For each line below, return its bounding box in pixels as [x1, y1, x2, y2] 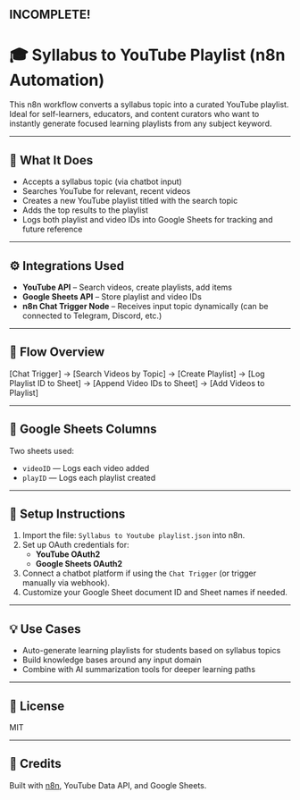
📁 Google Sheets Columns [9, 422, 158, 437]
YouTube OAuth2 [35, 549, 101, 560]
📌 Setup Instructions [9, 506, 126, 521]
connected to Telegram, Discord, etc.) [21, 310, 162, 321]
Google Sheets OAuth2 [35, 559, 123, 569]
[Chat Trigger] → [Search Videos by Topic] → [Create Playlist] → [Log [9, 368, 265, 379]
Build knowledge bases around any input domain [21, 654, 203, 665]
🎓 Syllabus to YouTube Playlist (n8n [9, 45, 286, 65]
